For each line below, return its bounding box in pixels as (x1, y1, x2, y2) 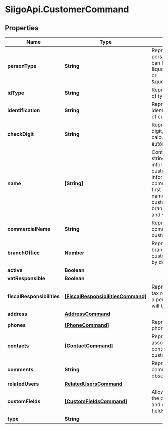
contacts (7, 342, 29, 349)
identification (7, 107, 40, 114)
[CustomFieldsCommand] (64, 398, 127, 405)
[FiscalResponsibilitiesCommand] (64, 293, 147, 300)
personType (7, 63, 37, 69)
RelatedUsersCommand (64, 380, 123, 387)
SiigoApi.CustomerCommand (5, 4, 129, 15)
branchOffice (7, 249, 40, 256)
